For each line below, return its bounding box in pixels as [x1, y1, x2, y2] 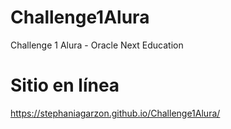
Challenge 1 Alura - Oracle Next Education [10, 39, 184, 51]
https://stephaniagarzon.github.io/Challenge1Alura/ [10, 107, 221, 119]
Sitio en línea [10, 74, 120, 97]
